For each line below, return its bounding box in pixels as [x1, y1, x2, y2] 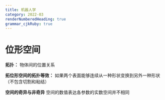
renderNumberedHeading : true [5, 16, 66, 21]
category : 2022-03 [5, 12, 44, 17]
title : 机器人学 [5, 7, 36, 12]
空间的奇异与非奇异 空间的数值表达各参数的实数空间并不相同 [5, 89, 129, 95]
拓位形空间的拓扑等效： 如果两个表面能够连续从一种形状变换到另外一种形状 [5, 72, 160, 78]
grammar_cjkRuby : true [5, 21, 53, 26]
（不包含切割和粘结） [5, 78, 49, 85]
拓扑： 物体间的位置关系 [5, 62, 55, 68]
